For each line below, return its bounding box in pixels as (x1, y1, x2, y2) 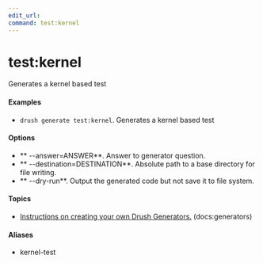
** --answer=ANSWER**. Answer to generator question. (19, 151, 206, 160)
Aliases (8, 230, 34, 239)
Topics (8, 194, 32, 204)
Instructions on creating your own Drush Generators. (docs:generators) (19, 212, 253, 222)
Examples (8, 97, 42, 107)
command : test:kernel (8, 19, 80, 27)
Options (8, 133, 36, 143)
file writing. (19, 167, 57, 177)
